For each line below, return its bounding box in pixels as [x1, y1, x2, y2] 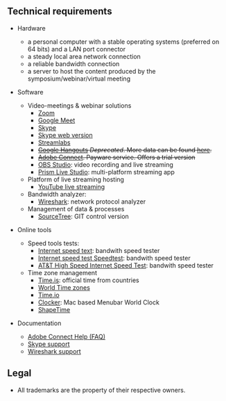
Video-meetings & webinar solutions [27, 101, 132, 110]
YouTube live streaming [37, 182, 105, 190]
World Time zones [37, 283, 90, 291]
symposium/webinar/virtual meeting [27, 74, 130, 83]
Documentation [17, 319, 62, 327]
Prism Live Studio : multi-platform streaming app [37, 167, 175, 176]
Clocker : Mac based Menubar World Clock [37, 298, 159, 306]
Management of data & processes [27, 204, 125, 213]
